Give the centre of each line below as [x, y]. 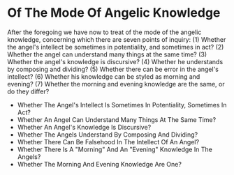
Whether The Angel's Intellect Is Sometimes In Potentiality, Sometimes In [122, 105]
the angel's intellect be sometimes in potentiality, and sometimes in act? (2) [116, 47]
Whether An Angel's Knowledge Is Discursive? [84, 127]
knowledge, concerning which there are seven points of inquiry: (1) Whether [117, 39]
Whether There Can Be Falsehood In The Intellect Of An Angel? [108, 142]
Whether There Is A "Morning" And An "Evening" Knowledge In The [115, 149]
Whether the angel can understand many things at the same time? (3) [107, 54]
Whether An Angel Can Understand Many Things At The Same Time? [117, 119]
